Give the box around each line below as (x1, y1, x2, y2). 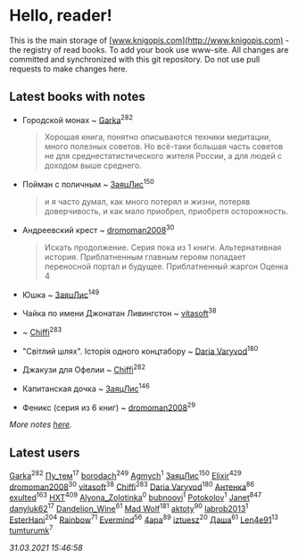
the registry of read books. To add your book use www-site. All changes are (9, 44, 289, 54)
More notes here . (9, 419, 73, 430)
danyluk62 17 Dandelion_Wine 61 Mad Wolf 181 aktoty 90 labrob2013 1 (9, 502, 249, 514)
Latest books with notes (9, 89, 145, 104)
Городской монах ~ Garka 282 (21, 113, 134, 125)
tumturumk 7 (9, 523, 54, 536)
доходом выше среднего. (44, 160, 143, 171)
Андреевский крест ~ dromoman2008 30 (21, 223, 175, 235)
